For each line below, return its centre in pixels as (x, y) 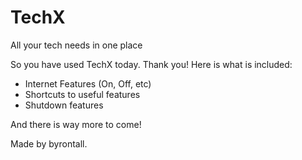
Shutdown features (64, 105)
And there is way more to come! (76, 124)
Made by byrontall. (49, 143)
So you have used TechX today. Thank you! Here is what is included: (151, 64)
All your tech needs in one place (76, 45)
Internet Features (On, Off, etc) (88, 83)
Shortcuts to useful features (82, 94)
